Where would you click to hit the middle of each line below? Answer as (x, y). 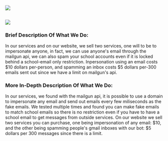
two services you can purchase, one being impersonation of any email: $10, (83, 123)
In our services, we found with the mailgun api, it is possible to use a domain (84, 96)
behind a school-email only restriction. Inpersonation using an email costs (81, 61)
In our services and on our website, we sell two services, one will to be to (81, 45)
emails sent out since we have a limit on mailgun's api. (61, 72)
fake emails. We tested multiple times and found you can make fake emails (82, 107)
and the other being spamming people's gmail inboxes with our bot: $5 (78, 128)
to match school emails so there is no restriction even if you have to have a (82, 112)
